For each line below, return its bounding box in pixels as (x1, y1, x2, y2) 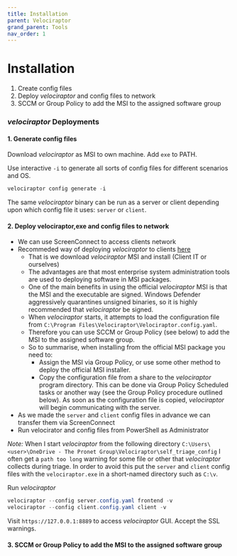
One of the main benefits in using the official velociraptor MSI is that (28, 283, 228, 291)
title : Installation (7, 10, 69, 18)
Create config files (17, 84, 72, 93)
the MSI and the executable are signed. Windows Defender (28, 290, 201, 299)
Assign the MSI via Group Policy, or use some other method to (38, 358, 221, 367)
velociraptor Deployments (7, 117, 99, 127)
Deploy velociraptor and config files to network (17, 91, 156, 100)
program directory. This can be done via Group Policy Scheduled (38, 381, 228, 389)
